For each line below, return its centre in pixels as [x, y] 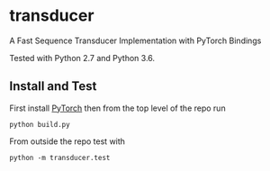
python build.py [40, 124]
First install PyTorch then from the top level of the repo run [118, 108]
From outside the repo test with [67, 141]
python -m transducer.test [60, 157]
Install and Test [53, 86]
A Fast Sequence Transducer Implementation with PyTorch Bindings [135, 40]
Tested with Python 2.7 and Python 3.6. [82, 58]
